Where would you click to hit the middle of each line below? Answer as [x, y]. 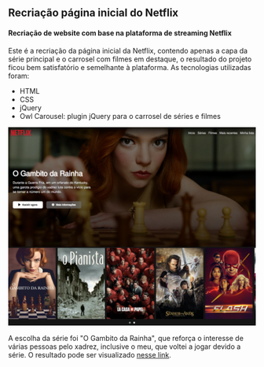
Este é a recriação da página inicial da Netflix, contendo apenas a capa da [128, 50]
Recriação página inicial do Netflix [93, 13]
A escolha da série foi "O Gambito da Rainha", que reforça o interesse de [126, 339]
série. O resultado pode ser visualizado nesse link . [90, 355]
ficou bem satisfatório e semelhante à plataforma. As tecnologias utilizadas [130, 67]
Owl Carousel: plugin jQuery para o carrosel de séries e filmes [120, 116]
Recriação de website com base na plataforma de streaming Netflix [120, 33]
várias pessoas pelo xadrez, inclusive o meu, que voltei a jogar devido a [125, 347]
